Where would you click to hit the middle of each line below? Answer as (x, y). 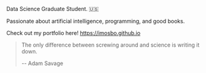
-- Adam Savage (42, 63)
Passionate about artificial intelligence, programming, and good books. (96, 21)
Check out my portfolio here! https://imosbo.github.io (74, 33)
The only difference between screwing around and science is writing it (110, 45)
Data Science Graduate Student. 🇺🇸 (53, 9)
